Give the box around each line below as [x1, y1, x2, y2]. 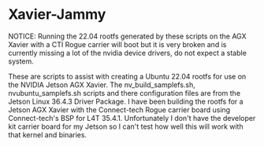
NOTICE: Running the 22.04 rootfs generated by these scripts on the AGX [8, 31, 247, 41]
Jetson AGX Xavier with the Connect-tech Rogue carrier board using [8, 104, 231, 115]
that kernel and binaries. [8, 130, 87, 139]
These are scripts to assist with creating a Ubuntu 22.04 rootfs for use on [8, 71, 247, 81]
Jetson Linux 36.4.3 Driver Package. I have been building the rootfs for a [8, 97, 244, 106]
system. [8, 57, 34, 66]
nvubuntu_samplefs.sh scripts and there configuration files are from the [8, 88, 241, 97]
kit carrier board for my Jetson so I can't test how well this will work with [8, 122, 244, 131]
